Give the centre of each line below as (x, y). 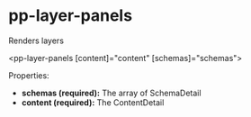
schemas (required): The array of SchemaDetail (111, 93)
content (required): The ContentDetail (93, 102)
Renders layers (36, 40)
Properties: (29, 75)
